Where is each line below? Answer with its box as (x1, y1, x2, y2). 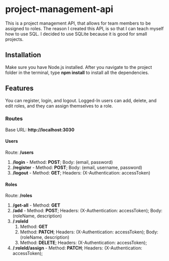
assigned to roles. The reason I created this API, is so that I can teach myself (5, 25, 164, 31)
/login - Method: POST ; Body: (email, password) (12, 159, 113, 165)
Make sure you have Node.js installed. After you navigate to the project (5, 64, 152, 70)
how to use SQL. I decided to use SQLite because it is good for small (5, 31, 147, 37)
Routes (5, 115, 23, 122)
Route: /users (5, 149, 34, 155)
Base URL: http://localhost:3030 (5, 127, 74, 133)
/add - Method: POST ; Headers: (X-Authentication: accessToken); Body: (12, 208, 162, 214)
